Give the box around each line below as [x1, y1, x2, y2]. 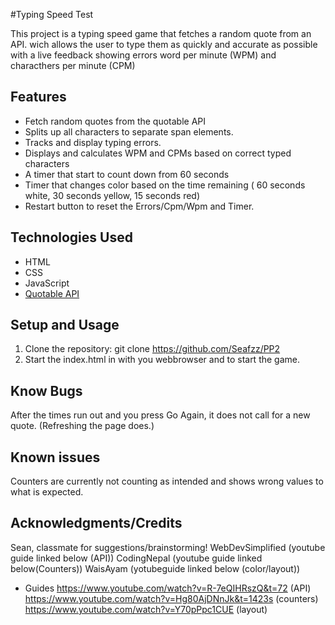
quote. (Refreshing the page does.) [10, 420, 155, 432]
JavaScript [24, 277, 70, 289]
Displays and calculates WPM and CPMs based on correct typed [24, 147, 292, 159]
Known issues [10, 449, 101, 466]
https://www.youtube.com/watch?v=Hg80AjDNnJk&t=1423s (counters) [24, 592, 319, 604]
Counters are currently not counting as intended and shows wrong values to [10, 475, 324, 488]
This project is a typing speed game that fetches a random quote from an [10, 28, 312, 39]
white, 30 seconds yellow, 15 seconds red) [24, 189, 201, 201]
